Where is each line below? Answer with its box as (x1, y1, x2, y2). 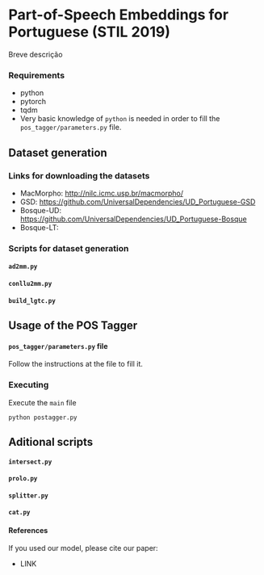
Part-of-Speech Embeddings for (8, 6, 228, 24)
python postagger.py (8, 413, 78, 422)
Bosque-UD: (19, 205, 62, 215)
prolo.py (8, 475, 38, 483)
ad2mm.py (8, 262, 38, 271)
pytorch (19, 97, 47, 107)
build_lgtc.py (8, 296, 57, 304)
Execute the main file (8, 397, 77, 407)
